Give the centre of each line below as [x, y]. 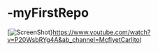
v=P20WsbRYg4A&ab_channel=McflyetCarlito [73, 39]
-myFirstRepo [48, 13]
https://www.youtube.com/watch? [101, 32]
